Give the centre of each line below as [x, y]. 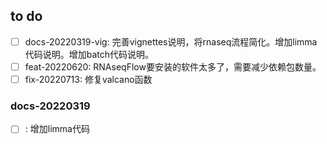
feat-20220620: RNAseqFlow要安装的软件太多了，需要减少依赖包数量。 [173, 66]
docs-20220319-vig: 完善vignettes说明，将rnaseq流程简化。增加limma [171, 41]
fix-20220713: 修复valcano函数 [88, 79]
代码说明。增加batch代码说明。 [89, 54]
